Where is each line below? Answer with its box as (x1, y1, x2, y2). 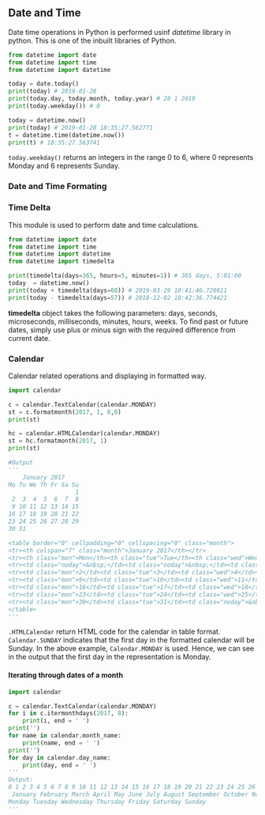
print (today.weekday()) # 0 (8, 102, 101, 110)
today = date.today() (8, 80, 80, 88)
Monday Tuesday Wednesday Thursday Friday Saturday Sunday (8, 798, 207, 806)
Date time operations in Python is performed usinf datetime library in (8, 27, 231, 36)
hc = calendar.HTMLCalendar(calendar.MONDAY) (8, 430, 160, 438)
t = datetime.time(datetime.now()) (8, 131, 125, 139)
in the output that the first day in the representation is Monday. (8, 652, 211, 661)
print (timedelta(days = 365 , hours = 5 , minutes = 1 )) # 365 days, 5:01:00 (8, 272, 242, 280)
